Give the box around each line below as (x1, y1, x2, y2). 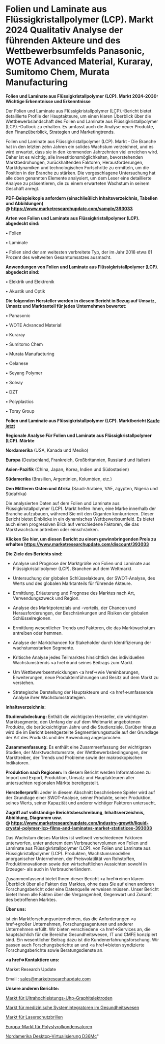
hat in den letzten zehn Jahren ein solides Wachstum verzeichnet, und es (5, 144, 154, 149)
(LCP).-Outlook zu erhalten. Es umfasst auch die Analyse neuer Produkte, (5, 123, 154, 129)
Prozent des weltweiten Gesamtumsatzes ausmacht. (5, 254, 112, 260)
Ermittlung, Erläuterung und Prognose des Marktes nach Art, (12, 590, 136, 596)
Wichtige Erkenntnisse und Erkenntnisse (5, 98, 91, 104)
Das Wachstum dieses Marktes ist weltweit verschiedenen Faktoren (5, 834, 143, 840)
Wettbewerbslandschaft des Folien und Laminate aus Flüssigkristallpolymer (5, 118, 159, 124)
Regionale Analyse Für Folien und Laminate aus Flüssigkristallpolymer (5, 432, 152, 438)
